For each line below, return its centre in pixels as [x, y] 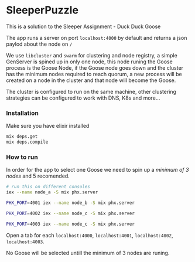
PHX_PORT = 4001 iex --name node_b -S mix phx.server [70, 203]
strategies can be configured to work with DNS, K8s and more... [83, 98]
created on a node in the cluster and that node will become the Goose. [91, 80]
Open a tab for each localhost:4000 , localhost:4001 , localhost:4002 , [90, 235]
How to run [22, 157]
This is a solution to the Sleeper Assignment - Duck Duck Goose [83, 26]
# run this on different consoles [48, 187]
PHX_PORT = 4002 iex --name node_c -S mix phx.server [70, 213]
